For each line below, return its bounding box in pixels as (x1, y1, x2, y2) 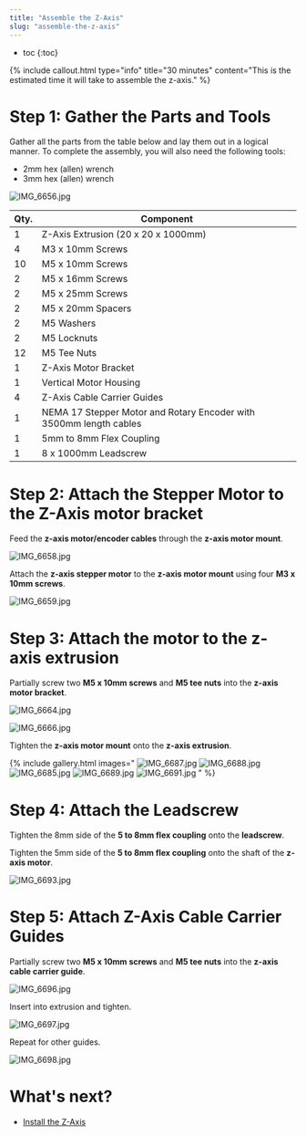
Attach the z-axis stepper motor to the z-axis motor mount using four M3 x (9, 568, 296, 579)
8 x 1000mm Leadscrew (41, 447, 148, 460)
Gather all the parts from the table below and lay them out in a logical (9, 136, 269, 147)
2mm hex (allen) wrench (22, 163, 114, 174)
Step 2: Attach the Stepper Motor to (9, 484, 284, 505)
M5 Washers (41, 317, 97, 329)
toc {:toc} (22, 47, 59, 57)
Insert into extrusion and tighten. (9, 1001, 132, 1013)
